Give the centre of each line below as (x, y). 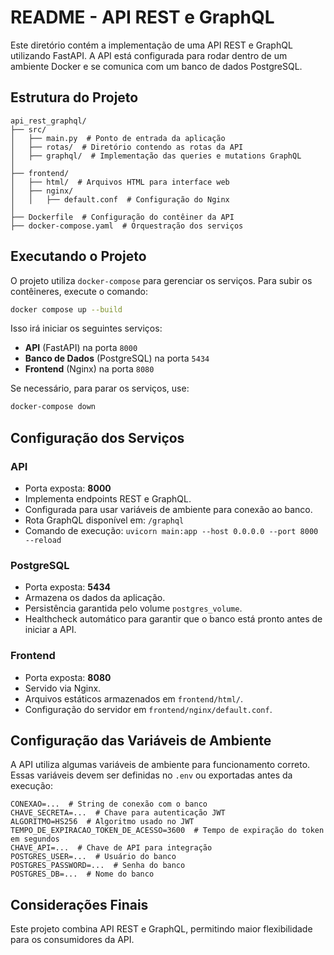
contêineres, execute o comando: (79, 291)
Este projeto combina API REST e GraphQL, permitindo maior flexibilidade (161, 929)
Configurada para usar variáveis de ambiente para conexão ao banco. (168, 509)
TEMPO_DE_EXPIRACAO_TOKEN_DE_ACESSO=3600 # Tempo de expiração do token (167, 831)
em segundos (35, 839)
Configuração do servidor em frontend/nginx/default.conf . (148, 709)
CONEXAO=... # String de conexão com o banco (109, 804)
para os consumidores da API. (72, 940)
